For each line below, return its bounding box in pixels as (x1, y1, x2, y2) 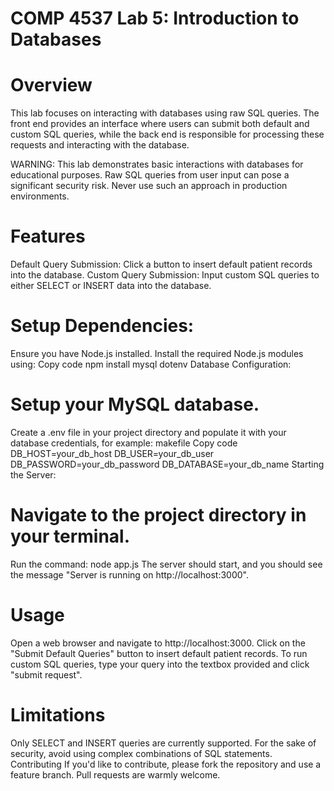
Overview (10, 74, 93, 97)
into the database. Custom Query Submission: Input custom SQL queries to (10, 269, 320, 281)
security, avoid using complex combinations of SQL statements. (10, 747, 273, 759)
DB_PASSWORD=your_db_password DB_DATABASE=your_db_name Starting (10, 458, 325, 470)
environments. (10, 190, 70, 202)
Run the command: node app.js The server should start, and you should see (10, 558, 323, 570)
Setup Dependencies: (10, 315, 195, 337)
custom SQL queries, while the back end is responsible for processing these (10, 128, 325, 141)
